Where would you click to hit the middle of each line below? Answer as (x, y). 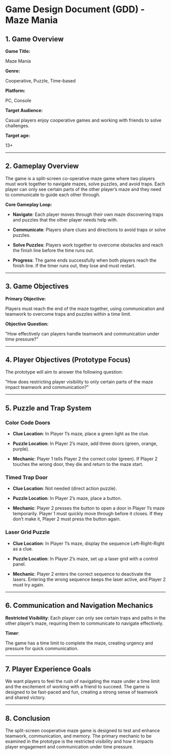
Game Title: (18, 51)
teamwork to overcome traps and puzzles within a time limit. (68, 314)
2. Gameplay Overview (42, 166)
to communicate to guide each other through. (53, 194)
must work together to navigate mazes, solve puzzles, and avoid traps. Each (85, 184)
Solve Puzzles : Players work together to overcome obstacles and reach (88, 245)
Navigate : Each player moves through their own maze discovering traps (88, 214)
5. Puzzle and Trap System (48, 408)
